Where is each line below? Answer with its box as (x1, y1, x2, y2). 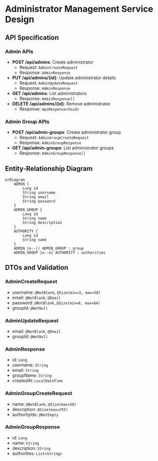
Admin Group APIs (5, 118, 50, 125)
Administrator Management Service (5, 3, 154, 15)
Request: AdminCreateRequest (19, 64, 78, 70)
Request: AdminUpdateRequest (19, 80, 78, 86)
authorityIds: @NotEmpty (12, 412, 59, 417)
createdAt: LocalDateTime (12, 378, 63, 384)
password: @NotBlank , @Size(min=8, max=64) (12, 300, 100, 306)
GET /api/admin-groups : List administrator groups (12, 145, 114, 151)
